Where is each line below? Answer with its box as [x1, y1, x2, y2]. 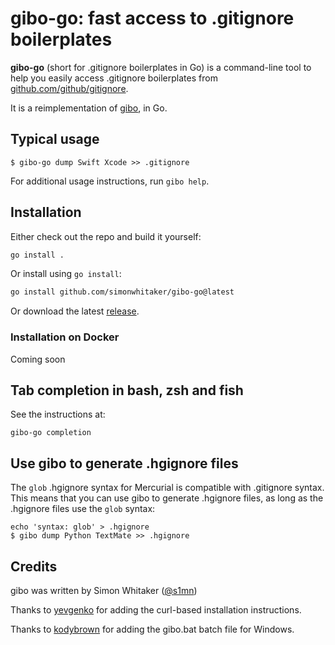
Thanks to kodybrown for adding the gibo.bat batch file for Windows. [10, 623, 295, 636]
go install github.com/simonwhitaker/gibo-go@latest [10, 287, 235, 297]
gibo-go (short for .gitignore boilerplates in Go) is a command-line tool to [10, 61, 312, 73]
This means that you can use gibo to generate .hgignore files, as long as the [10, 492, 324, 504]
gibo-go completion [10, 428, 92, 438]
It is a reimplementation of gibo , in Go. [10, 102, 168, 114]
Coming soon [10, 353, 66, 365]
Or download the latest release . [10, 305, 140, 317]
